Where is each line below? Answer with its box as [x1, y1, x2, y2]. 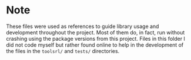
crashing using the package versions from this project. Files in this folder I [6, 35, 185, 42]
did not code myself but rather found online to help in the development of [6, 41, 184, 48]
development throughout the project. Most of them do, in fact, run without [6, 29, 185, 36]
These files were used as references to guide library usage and [6, 23, 159, 30]
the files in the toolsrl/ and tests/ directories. [6, 47, 120, 54]
